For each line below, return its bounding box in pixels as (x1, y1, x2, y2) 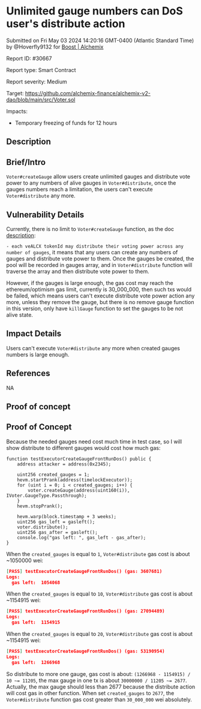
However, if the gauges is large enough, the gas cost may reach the (6, 279, 173, 286)
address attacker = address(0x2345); (17, 461, 112, 467)
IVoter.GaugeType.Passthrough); (6, 492, 87, 498)
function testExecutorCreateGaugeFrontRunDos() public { (6, 456, 152, 462)
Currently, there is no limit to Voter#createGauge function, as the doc (6, 225, 175, 232)
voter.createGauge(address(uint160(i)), (28, 487, 130, 493)
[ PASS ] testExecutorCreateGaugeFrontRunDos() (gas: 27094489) (6, 608, 165, 614)
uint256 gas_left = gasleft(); (17, 519, 95, 525)
